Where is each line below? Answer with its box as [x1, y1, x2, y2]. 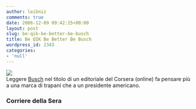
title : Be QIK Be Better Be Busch [6, 36, 92, 42]
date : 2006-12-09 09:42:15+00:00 [6, 20, 89, 26]
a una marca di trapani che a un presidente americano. [6, 82, 141, 89]
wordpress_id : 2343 [6, 42, 55, 48]
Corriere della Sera [6, 96, 62, 105]
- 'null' [6, 53, 28, 59]
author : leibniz [6, 8, 46, 15]
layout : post [6, 25, 39, 32]
